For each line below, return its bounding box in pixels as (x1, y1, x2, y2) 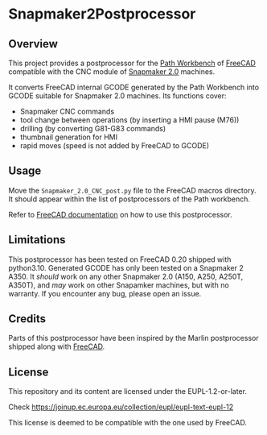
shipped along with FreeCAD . (8, 342, 105, 351)
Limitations (8, 233, 66, 246)
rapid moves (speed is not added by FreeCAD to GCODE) (19, 141, 210, 150)
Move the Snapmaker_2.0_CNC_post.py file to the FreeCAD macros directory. (8, 185, 257, 195)
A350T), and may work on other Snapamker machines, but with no (8, 280, 229, 290)
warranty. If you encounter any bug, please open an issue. (8, 288, 202, 298)
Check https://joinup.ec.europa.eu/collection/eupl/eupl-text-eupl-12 (8, 402, 234, 412)
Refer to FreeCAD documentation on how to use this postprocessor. (8, 209, 233, 219)
